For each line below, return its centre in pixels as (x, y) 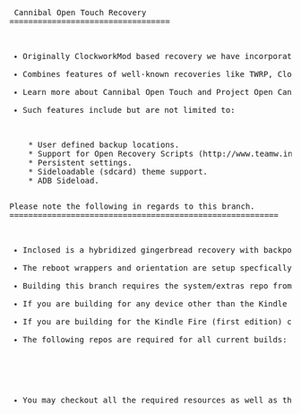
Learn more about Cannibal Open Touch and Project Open (147, 92)
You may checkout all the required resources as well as (150, 400)
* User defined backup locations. (104, 145)
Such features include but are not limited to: (129, 110)
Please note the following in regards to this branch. (132, 207)
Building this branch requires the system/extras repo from (157, 286)
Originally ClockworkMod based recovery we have (131, 56)
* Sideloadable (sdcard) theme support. (118, 172)
